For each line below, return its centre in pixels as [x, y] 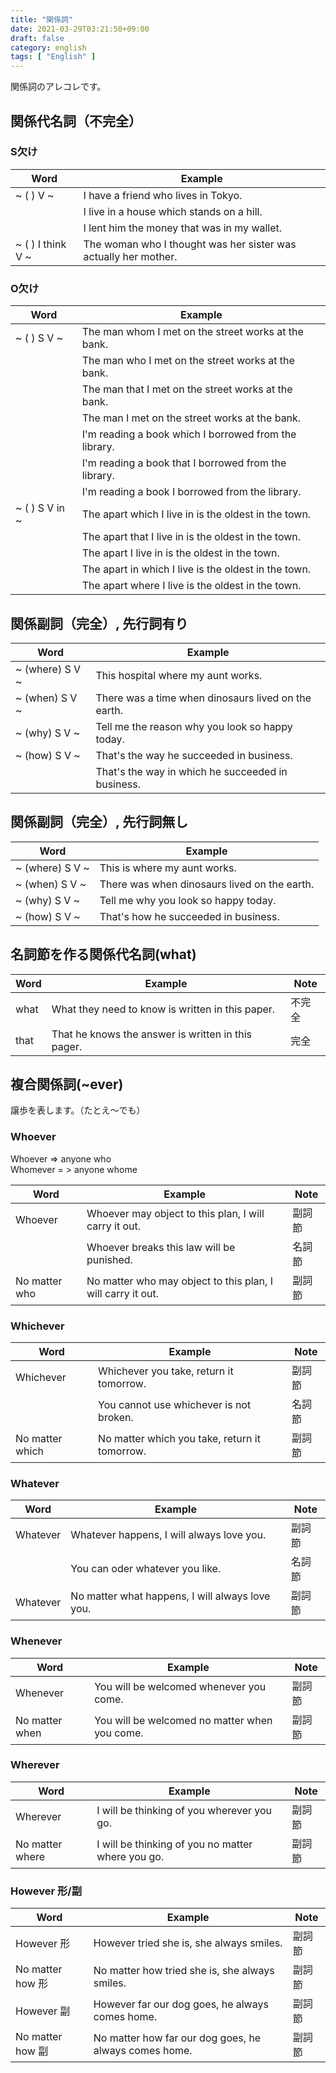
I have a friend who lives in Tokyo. [163, 195]
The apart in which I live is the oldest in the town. [196, 569]
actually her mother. [130, 256]
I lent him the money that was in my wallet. [183, 228]
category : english [48, 47]
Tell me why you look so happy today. [188, 900]
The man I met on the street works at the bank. [191, 418]
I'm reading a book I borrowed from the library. [191, 492]
